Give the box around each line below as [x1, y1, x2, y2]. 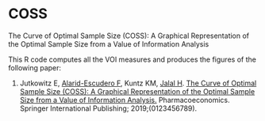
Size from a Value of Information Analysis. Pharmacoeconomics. [19, 95, 230, 104]
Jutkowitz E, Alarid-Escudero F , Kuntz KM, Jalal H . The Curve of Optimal [19, 78, 257, 88]
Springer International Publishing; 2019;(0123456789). [19, 104, 198, 113]
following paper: [8, 62, 62, 72]
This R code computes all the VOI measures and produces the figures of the [8, 55, 256, 64]
